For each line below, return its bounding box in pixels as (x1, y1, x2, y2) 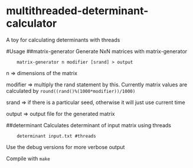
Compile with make (6, 155, 50, 162)
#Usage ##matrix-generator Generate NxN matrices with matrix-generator (6, 47, 188, 54)
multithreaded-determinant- (6, 4, 149, 18)
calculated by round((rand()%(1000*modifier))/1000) (6, 87, 136, 94)
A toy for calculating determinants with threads (6, 36, 120, 43)
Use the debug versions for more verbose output (6, 143, 125, 150)
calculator (6, 17, 57, 30)
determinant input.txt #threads (17, 133, 96, 139)
